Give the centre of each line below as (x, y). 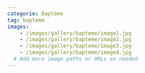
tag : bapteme (26, 20)
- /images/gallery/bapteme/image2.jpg (76, 40)
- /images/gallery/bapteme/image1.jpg (76, 33)
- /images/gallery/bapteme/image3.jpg (76, 46)
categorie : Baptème (35, 14)
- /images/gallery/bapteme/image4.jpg (76, 53)
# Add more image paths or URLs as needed (76, 59)
